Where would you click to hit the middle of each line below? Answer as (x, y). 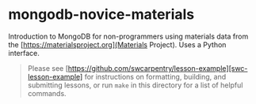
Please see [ (48, 68)
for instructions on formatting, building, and (155, 76)
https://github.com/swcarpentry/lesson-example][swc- (158, 68)
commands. (47, 93)
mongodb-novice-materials (101, 15)
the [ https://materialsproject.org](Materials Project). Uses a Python (117, 44)
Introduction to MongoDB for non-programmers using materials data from (128, 36)
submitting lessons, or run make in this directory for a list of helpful (135, 85)
